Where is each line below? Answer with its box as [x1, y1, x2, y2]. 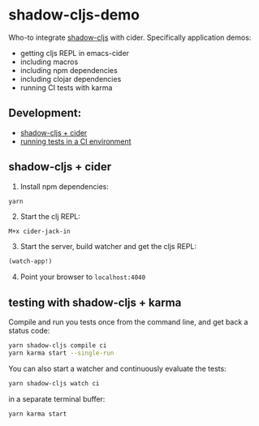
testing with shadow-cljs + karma [8, 295, 182, 309]
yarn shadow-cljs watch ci [8, 379, 100, 387]
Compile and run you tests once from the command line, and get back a [8, 317, 248, 327]
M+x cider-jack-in [8, 227, 71, 236]
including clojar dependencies [19, 74, 122, 84]
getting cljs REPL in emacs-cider [19, 48, 130, 58]
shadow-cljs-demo [8, 6, 140, 24]
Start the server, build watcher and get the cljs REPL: [19, 242, 197, 252]
